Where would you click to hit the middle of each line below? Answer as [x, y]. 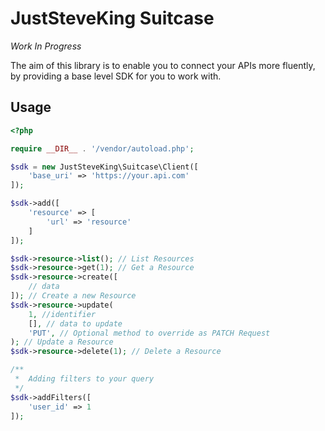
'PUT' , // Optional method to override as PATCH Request [149, 333]
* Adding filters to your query [84, 379]
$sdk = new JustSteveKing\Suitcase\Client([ [104, 167]
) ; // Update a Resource [62, 342]
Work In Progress [46, 46]
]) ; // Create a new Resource [73, 296]
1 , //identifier [62, 314]
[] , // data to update [75, 323]
